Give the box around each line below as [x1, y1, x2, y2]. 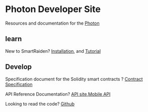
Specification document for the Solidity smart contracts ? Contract [5, 76, 143, 82]
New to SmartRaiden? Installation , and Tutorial [5, 48, 101, 54]
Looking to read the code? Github [5, 100, 75, 106]
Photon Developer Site [5, 4, 101, 15]
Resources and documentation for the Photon [5, 20, 100, 26]
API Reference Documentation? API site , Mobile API [5, 91, 111, 97]
